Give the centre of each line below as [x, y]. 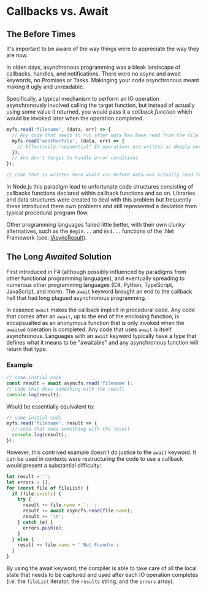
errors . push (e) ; [43, 528]
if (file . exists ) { [37, 494]
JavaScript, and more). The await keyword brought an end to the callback [99, 291]
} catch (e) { [35, 522]
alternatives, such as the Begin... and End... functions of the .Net [90, 231]
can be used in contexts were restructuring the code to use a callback [95, 458]
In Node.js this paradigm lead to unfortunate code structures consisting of [100, 186]
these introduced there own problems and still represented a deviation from [102, 206]
